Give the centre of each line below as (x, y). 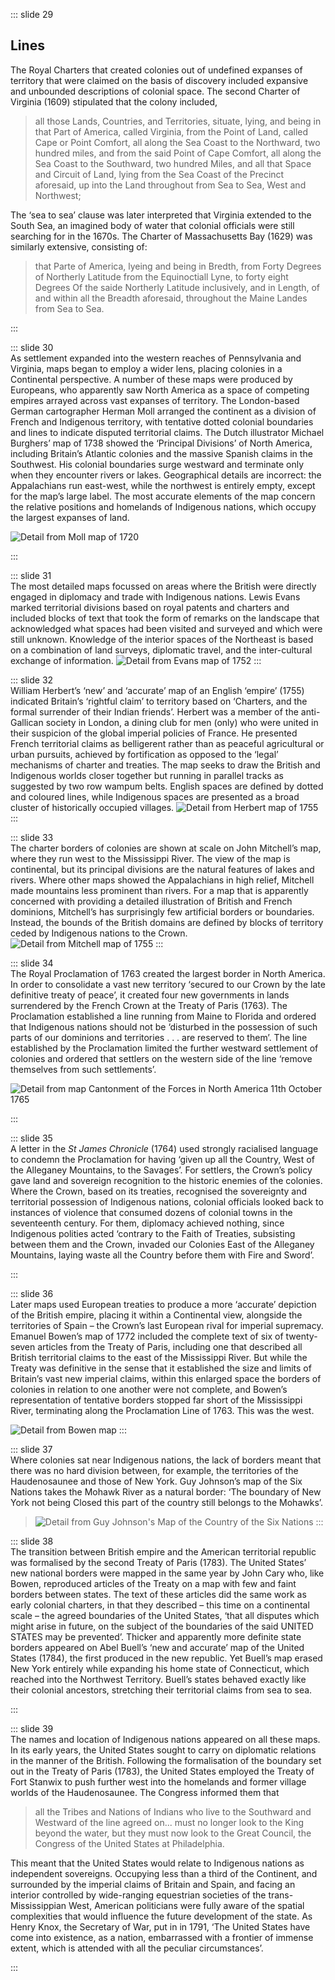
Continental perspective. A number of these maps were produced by (151, 379)
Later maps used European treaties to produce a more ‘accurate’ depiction (163, 1304)
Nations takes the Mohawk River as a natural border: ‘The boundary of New (166, 1491)
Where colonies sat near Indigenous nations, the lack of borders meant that (166, 1460)
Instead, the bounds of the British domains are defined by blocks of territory (167, 922)
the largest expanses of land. (70, 517)
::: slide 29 (32, 14)
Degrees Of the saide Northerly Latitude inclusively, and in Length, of (177, 287)
